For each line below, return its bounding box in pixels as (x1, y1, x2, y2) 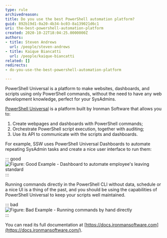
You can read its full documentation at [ (5, 222, 86, 228)
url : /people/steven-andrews (9, 44, 70, 49)
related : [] (5, 58, 30, 63)
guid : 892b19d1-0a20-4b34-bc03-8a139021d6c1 (5, 21, 99, 26)
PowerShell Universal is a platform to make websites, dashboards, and (5, 86, 150, 91)
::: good (5, 156, 21, 162)
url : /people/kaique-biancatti (9, 53, 75, 59)
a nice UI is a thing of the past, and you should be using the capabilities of (5, 187, 158, 192)
